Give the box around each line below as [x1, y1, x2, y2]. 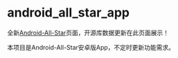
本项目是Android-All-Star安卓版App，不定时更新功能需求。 [7, 43, 175, 51]
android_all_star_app [7, 5, 130, 21]
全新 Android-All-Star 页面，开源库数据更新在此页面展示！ [7, 28, 170, 37]
